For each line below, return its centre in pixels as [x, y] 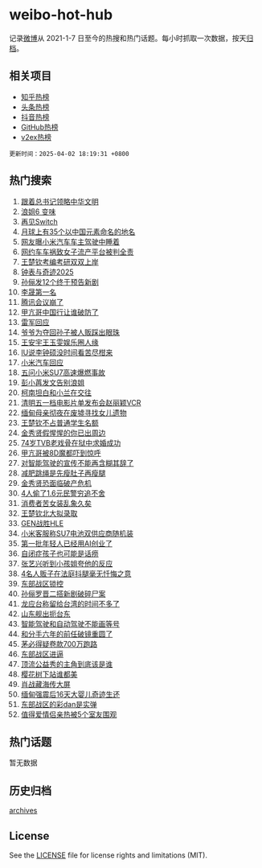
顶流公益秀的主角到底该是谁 [67, 664]
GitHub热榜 [39, 127]
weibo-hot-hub [61, 15]
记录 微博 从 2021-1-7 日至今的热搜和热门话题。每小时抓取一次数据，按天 [128, 38]
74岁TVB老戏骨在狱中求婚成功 [71, 442]
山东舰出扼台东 [45, 614]
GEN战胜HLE [42, 523]
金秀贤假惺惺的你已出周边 [63, 433]
